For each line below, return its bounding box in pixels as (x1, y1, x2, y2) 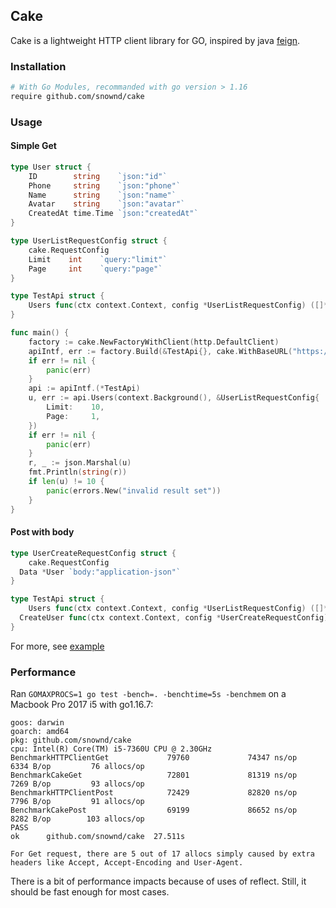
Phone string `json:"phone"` (28, 180, 182, 191)
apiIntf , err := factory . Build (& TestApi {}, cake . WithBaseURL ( (28, 346, 293, 356)
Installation (10, 59, 67, 73)
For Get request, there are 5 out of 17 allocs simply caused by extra (10, 849, 315, 859)
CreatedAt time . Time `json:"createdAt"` (28, 209, 199, 219)
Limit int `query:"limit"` (28, 254, 168, 264)
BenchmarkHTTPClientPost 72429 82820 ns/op (10, 788, 298, 798)
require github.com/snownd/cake (10, 91, 145, 101)
